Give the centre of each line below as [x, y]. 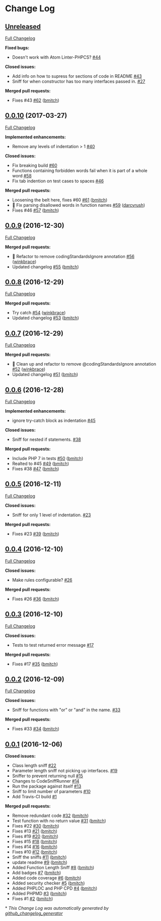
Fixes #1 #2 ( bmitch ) [33, 899]
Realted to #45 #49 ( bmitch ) [41, 464]
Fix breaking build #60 [35, 165]
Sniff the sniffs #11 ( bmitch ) [39, 857]
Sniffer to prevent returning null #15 [48, 776]
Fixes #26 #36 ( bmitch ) [36, 599]
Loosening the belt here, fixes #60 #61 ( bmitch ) [60, 200]
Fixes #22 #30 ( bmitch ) [36, 826]
